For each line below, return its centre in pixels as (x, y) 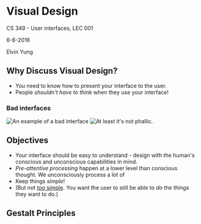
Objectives (27, 141)
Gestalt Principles (41, 213)
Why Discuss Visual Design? (62, 71)
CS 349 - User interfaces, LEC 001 (50, 28)
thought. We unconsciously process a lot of (70, 175)
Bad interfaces (28, 108)
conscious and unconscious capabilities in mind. (76, 161)
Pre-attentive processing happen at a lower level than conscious (96, 168)
